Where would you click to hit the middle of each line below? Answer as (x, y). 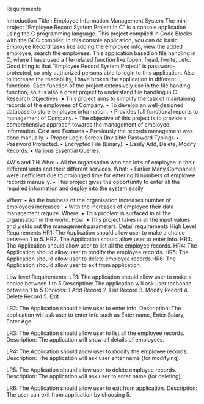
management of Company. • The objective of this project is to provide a (97, 118)
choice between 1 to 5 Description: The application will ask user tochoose (99, 283)
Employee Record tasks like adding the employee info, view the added (95, 46)
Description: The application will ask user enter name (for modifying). (94, 358)
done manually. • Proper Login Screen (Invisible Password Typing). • (93, 138)
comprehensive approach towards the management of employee (88, 124)
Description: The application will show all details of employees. (86, 340)
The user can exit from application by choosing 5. (69, 395)
